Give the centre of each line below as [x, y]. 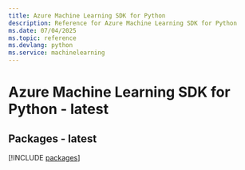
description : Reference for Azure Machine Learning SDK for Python [123, 23]
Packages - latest [53, 138]
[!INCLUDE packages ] [44, 158]
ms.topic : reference [43, 38]
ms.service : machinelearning [57, 53]
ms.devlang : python [41, 45]
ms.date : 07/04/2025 [43, 30]
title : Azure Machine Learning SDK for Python [87, 16]
